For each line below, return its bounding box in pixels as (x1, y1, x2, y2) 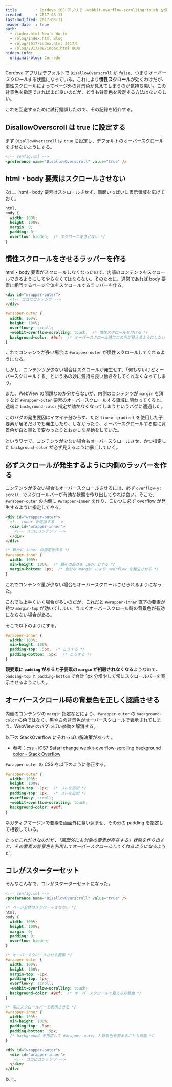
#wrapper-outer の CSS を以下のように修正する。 (5, 761, 109, 767)
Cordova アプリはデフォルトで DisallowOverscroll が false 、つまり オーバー (5, 70, 166, 76)
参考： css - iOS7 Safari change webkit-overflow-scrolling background (12, 745, 161, 751)
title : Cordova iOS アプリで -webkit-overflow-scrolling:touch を (5, 7, 165, 13)
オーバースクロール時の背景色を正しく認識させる (5, 696, 160, 704)
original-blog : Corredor (10, 55, 63, 61)
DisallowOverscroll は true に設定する (5, 123, 126, 131)
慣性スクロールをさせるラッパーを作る (5, 254, 126, 263)
